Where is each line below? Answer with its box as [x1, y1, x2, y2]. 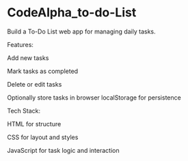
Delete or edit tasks [7, 80, 62, 88]
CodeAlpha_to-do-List [7, 5, 137, 20]
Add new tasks [7, 53, 49, 62]
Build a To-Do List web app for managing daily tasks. [7, 27, 156, 35]
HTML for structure [7, 119, 62, 128]
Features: [7, 40, 34, 48]
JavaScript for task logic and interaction [7, 146, 120, 154]
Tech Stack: [7, 106, 41, 115]
